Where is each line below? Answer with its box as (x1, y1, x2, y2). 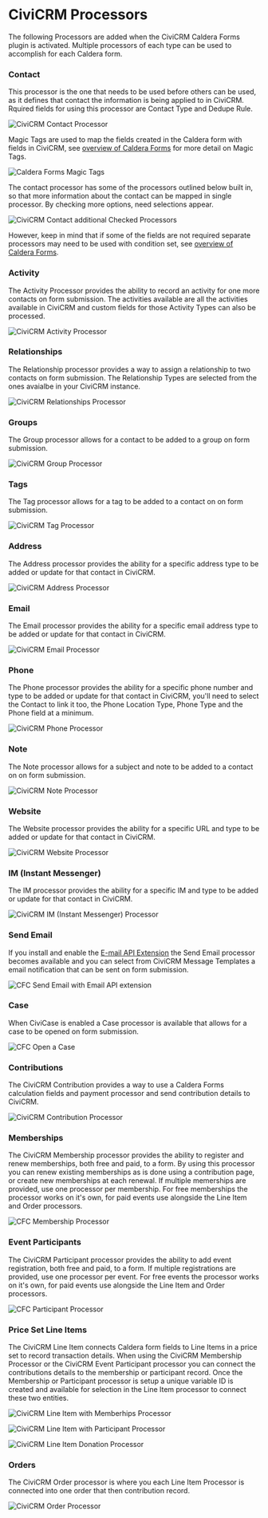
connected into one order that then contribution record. (8, 1486, 190, 1496)
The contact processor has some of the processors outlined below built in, (8, 183, 254, 192)
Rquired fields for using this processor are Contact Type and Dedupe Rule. (8, 104, 254, 113)
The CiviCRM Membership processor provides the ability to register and (8, 1150, 245, 1160)
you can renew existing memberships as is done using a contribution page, (8, 1167, 255, 1177)
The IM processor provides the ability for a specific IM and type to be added (8, 885, 259, 895)
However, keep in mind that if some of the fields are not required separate (8, 231, 251, 240)
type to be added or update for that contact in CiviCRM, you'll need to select (8, 692, 259, 701)
